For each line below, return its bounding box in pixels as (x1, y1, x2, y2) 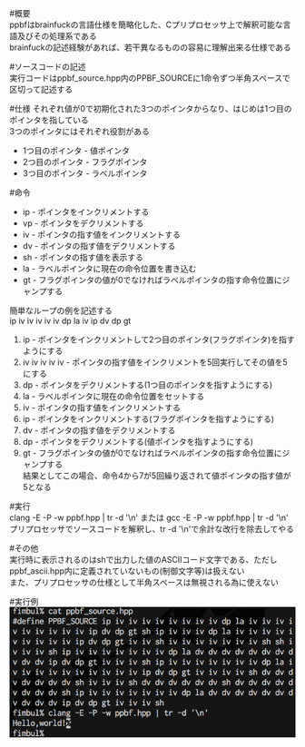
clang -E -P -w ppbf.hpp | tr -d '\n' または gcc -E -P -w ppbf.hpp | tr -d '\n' (9, 512, 289, 523)
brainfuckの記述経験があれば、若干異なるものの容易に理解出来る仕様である (9, 42, 292, 53)
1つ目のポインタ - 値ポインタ (22, 145, 130, 156)
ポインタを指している (9, 114, 89, 125)
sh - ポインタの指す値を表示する (22, 252, 143, 262)
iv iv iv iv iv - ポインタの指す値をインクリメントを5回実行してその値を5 (22, 357, 288, 368)
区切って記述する (9, 84, 74, 94)
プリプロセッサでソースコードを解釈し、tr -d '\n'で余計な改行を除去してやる (9, 524, 295, 534)
